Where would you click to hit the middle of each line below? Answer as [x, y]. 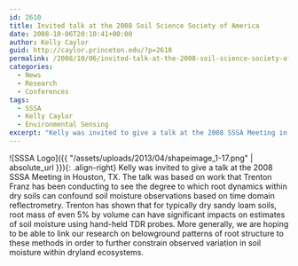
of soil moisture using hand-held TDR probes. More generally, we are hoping [149, 223]
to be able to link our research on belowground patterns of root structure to [146, 233]
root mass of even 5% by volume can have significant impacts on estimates [147, 215]
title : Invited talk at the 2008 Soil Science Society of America [134, 26]
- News [29, 75]
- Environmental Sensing [63, 125]
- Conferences [43, 91]
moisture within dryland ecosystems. [77, 252]
